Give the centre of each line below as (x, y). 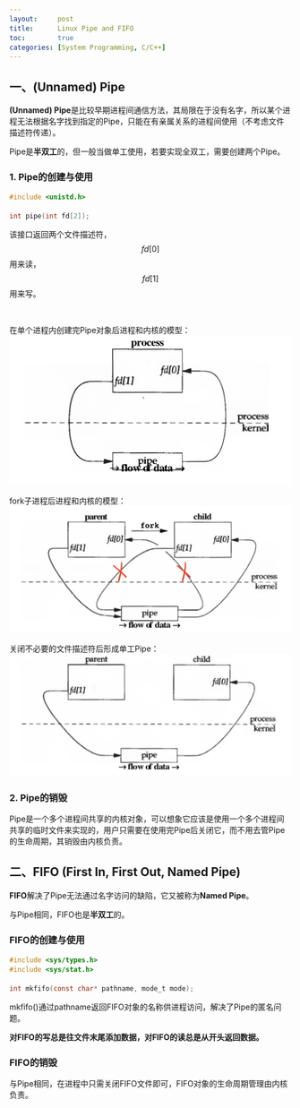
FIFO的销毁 (34, 1062)
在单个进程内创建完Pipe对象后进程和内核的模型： (100, 330)
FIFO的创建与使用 (47, 940)
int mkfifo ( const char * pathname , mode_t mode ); (102, 988)
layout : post (42, 19)
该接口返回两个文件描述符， (60, 234)
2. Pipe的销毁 (39, 797)
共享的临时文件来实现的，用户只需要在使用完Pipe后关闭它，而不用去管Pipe (147, 830)
